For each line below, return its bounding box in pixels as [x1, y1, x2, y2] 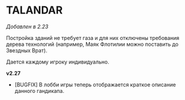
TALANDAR [6, 4, 63, 17]
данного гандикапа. [14, 87, 65, 94]
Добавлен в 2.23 [6, 23, 49, 30]
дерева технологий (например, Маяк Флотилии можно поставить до [6, 41, 179, 48]
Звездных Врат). [6, 46, 48, 54]
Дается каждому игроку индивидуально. [6, 58, 110, 65]
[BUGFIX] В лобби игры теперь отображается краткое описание [14, 81, 176, 88]
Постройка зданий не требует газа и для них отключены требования [6, 34, 180, 41]
